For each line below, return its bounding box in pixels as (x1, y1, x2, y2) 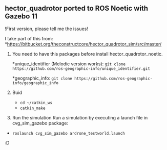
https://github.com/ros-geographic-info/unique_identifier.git (12, 66, 151, 71)
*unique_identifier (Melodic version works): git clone (12, 61, 126, 67)
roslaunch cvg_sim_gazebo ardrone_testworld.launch (12, 131, 125, 136)
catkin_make (19, 106, 46, 111)
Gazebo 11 (5, 12, 38, 21)
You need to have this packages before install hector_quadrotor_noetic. (12, 51, 163, 57)
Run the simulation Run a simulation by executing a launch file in (12, 114, 148, 120)
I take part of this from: (5, 35, 53, 41)
